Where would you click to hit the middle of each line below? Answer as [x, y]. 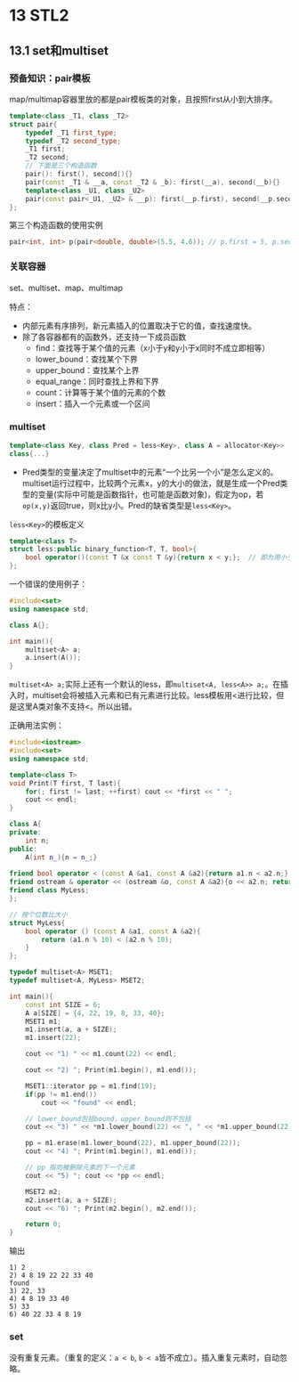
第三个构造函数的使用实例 [56, 225]
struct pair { [33, 124]
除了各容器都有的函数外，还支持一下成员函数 [104, 337]
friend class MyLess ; [49, 890]
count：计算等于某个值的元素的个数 [101, 392]
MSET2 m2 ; [44, 1191]
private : [25, 833]
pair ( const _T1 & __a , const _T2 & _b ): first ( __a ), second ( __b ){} [153, 182]
